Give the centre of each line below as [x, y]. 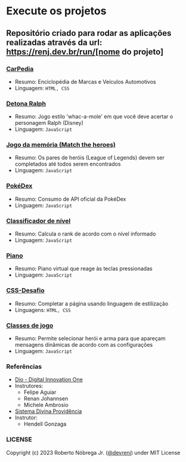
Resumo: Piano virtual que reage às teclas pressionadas [84, 269]
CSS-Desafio [25, 290]
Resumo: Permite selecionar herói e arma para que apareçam [90, 338]
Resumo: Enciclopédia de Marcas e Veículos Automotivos [85, 81]
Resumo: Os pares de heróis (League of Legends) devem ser [90, 158]
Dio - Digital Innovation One [49, 380]
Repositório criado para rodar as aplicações [89, 33]
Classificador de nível [38, 221]
